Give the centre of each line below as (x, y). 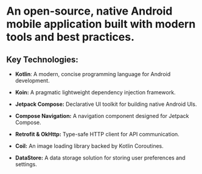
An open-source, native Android (89, 11)
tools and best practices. (71, 37)
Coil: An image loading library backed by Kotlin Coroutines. (89, 146)
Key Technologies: (43, 59)
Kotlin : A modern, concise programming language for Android (93, 74)
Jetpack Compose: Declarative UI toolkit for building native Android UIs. (106, 104)
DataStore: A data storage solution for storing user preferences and (100, 158)
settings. (26, 164)
